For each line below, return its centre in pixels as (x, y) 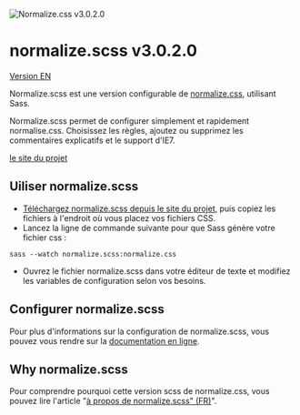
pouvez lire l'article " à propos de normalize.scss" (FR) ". (113, 401)
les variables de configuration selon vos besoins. (114, 280)
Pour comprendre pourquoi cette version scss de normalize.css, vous (140, 391)
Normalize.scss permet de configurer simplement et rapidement (130, 121)
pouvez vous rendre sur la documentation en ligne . (105, 340)
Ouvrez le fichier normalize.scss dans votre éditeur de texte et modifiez (156, 271)
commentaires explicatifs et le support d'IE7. (92, 140)
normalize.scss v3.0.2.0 (104, 51)
